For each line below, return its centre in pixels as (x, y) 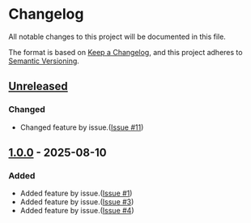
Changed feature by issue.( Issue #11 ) (82, 127)
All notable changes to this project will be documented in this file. (117, 36)
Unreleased (38, 86)
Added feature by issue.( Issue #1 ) (76, 193)
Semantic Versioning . (44, 61)
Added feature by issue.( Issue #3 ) (77, 202)
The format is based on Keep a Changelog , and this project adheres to (125, 52)
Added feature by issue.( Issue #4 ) (77, 211)
